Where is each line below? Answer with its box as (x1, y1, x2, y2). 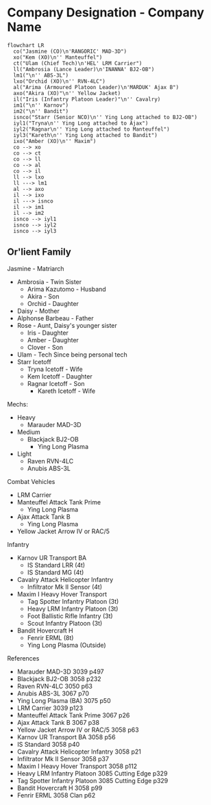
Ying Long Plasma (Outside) (27, 641, 106, 649)
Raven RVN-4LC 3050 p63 (16, 682, 92, 690)
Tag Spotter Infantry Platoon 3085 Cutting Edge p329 (16, 776, 169, 784)
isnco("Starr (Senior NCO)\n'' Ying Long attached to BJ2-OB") (13, 114, 197, 120)
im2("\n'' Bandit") (13, 107, 69, 114)
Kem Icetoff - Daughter (27, 372, 92, 381)
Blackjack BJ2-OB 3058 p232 (16, 674, 101, 682)
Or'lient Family (7, 246, 72, 258)
